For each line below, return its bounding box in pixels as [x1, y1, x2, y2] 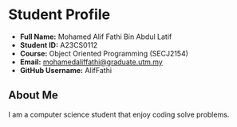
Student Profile [8, 6, 110, 24]
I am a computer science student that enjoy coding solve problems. [8, 110, 230, 119]
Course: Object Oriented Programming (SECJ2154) [19, 48, 189, 58]
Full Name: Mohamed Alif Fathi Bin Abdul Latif [19, 32, 172, 41]
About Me [8, 89, 58, 102]
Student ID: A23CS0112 [19, 40, 98, 49]
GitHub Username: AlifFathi [19, 65, 113, 75]
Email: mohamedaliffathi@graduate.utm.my [19, 57, 164, 67]
